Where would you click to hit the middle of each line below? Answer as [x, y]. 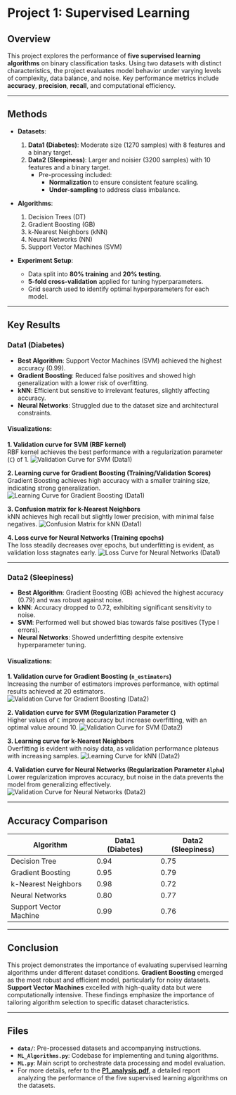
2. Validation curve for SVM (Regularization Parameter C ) [92, 713]
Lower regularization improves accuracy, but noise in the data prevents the [116, 777]
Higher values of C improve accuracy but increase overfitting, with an [107, 720]
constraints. [35, 413]
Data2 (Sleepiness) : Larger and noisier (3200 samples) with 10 [119, 160]
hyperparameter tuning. [52, 645]
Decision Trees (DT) [57, 216]
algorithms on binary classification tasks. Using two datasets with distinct [114, 63]
